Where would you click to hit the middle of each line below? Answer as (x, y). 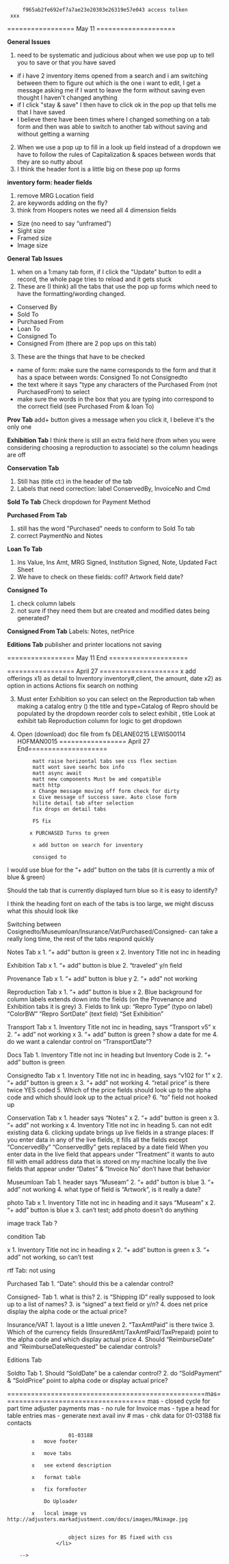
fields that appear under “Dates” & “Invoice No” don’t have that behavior (109, 1169)
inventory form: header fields (50, 182)
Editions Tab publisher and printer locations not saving (84, 645)
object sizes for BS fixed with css (120, 1537)
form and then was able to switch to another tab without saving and (112, 126)
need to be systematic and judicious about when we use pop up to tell (116, 55)
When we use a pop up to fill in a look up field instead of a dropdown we (119, 147)
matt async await (57, 773)
